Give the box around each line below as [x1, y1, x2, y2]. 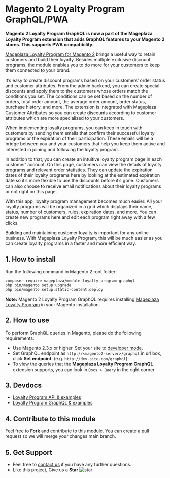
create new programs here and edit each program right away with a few [5, 214, 156, 220]
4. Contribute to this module [5, 414, 96, 423]
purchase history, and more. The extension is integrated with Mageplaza [5, 104, 157, 110]
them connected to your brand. [5, 67, 71, 73]
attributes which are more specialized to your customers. [5, 115, 124, 121]
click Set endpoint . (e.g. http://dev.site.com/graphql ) [12, 355, 128, 361]
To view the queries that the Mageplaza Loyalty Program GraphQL [12, 361, 153, 367]
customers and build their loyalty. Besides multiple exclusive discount [5, 56, 151, 62]
